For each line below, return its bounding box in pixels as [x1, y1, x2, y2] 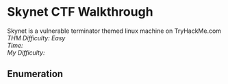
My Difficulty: [7, 48, 45, 57]
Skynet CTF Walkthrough [7, 4, 153, 20]
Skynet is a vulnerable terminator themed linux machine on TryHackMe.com [7, 27, 221, 35]
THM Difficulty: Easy [7, 33, 66, 42]
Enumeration [7, 68, 64, 80]
